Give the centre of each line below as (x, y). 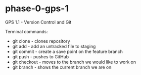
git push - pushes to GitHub (41, 56)
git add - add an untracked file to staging (54, 46)
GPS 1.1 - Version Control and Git (38, 22)
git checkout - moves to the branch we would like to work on (74, 62)
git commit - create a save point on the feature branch (67, 51)
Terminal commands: (26, 31)
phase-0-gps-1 (37, 9)
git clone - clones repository (41, 41)
